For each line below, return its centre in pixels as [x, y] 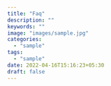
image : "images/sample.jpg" [48, 33]
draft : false [26, 71]
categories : [24, 40]
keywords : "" [26, 26]
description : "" [31, 20]
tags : [15, 53]
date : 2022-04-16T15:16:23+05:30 [56, 65]
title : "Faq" [26, 14]
